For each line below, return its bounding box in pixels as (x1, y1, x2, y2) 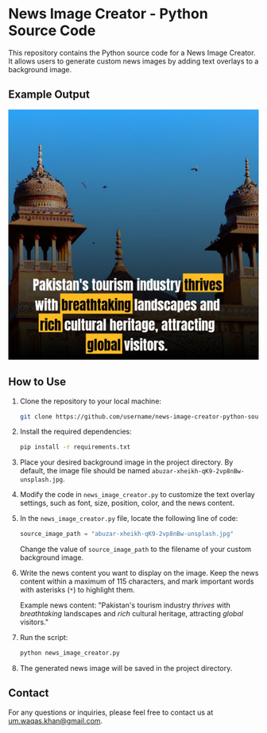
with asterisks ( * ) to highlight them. (19, 585, 135, 595)
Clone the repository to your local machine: (19, 396, 161, 406)
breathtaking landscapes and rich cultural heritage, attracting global (19, 609, 244, 619)
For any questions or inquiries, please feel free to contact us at (8, 708, 214, 717)
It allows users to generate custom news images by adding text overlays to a (8, 56, 259, 66)
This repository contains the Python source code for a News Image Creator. (8, 48, 256, 57)
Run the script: (19, 633, 68, 642)
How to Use (8, 375, 67, 389)
